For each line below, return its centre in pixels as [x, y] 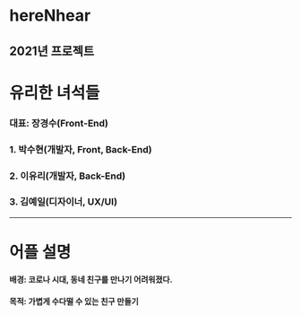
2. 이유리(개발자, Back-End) [68, 176]
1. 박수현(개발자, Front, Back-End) [81, 149]
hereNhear [50, 16]
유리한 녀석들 [55, 93]
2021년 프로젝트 [52, 51]
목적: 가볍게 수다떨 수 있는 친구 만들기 [74, 302]
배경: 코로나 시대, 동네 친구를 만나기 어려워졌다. [91, 279]
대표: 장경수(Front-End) [59, 123]
